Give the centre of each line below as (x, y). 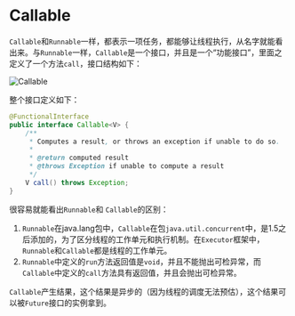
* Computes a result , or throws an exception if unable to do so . (154, 142)
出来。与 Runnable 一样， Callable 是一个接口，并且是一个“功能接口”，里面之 (146, 52)
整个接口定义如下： (44, 100)
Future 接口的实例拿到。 (68, 303)
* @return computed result (79, 158)
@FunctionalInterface (49, 117)
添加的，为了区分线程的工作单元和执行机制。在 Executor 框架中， (147, 239)
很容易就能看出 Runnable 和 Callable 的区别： (89, 209)
